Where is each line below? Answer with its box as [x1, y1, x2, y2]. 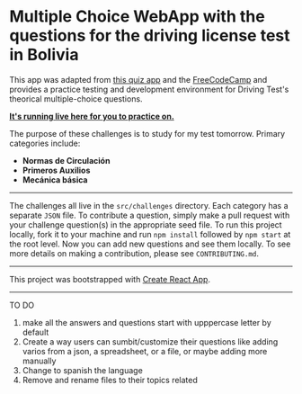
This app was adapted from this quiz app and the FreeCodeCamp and [9, 74, 268, 85]
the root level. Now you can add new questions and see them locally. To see [9, 238, 291, 249]
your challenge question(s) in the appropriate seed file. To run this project [9, 219, 282, 230]
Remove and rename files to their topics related [22, 374, 198, 385]
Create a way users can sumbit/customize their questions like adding [22, 336, 279, 347]
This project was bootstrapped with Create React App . [9, 273, 211, 284]
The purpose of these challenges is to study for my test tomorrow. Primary [9, 128, 286, 139]
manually [22, 355, 57, 366]
